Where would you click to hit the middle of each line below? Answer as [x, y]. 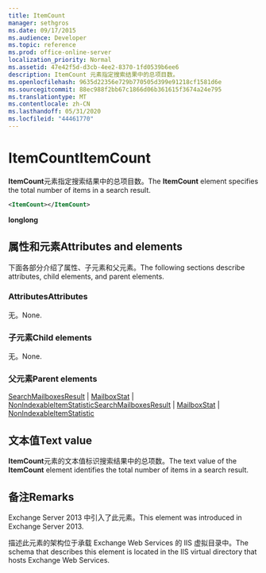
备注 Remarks [41, 497]
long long [23, 220]
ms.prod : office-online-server [60, 52]
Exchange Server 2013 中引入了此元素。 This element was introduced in [125, 517]
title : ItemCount [37, 15]
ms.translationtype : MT [48, 97]
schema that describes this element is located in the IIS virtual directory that [133, 552]
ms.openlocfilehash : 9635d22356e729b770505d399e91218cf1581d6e [115, 82]
